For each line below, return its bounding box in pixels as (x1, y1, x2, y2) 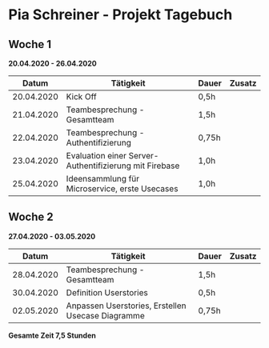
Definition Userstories (66, 286, 148, 298)
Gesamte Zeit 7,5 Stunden (8, 330, 96, 340)
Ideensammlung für (66, 174, 140, 184)
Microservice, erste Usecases (66, 183, 179, 194)
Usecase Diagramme (66, 310, 146, 321)
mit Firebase (133, 160, 180, 171)
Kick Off (66, 91, 98, 102)
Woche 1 (8, 38, 52, 51)
